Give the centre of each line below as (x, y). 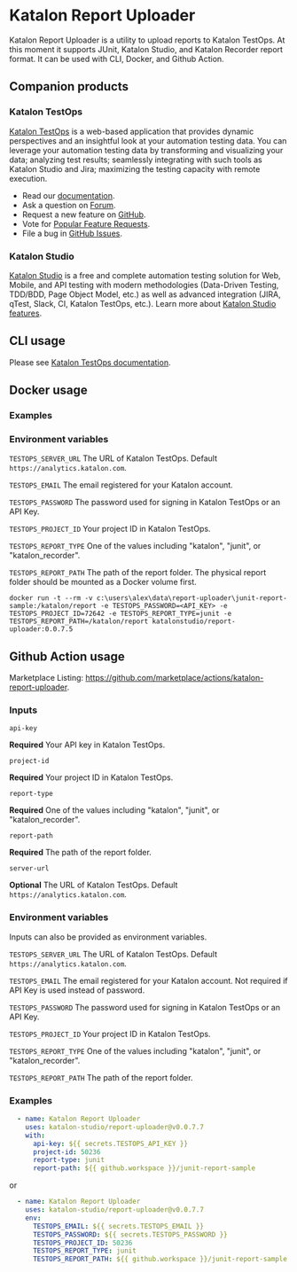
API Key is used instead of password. (77, 990)
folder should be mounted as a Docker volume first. (103, 582)
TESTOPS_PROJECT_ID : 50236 (82, 1243)
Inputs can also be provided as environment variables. (108, 937)
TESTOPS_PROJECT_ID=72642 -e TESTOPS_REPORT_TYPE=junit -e (121, 614)
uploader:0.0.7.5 (41, 629)
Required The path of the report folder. (81, 853)
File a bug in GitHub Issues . (72, 233)
